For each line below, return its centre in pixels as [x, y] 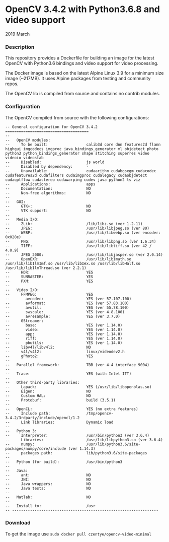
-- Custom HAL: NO [48, 396]
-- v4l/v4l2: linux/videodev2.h [65, 352]
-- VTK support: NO [48, 211]
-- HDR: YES [49, 272]
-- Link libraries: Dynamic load [59, 422]
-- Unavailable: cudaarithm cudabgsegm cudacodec [81, 171]
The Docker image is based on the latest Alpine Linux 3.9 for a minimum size [84, 73]
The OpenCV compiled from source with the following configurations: [77, 117]
